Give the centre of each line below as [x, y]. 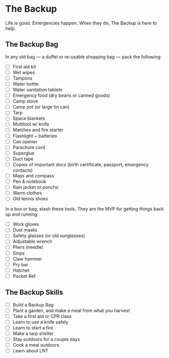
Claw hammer [27, 259]
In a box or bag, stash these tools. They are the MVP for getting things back [85, 209]
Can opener [25, 141]
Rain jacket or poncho [35, 187]
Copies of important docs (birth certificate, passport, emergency [80, 164]
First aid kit [24, 66]
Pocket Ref [24, 276]
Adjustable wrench [32, 241]
